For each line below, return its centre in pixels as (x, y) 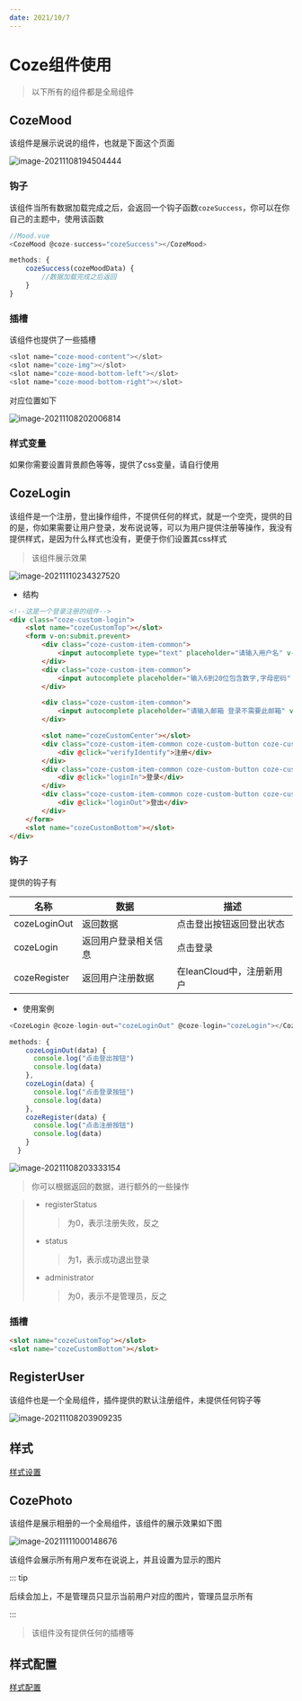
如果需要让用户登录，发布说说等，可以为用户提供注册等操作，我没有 (166, 527)
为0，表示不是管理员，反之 (117, 1295)
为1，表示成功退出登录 (108, 1259)
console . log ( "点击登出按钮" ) (84, 1059)
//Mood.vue (30, 236)
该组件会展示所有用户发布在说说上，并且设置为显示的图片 (115, 1560)
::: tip (19, 1578)
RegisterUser (47, 1377)
